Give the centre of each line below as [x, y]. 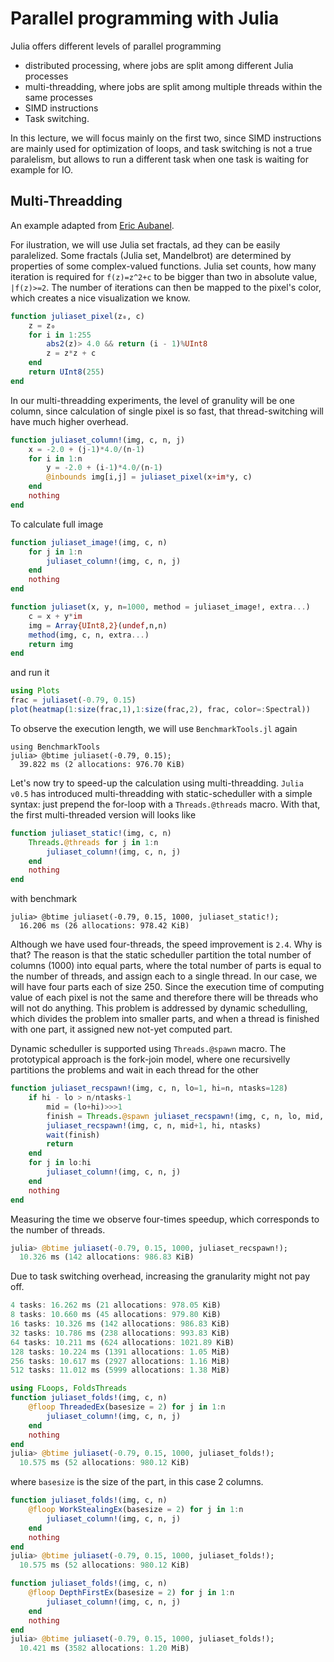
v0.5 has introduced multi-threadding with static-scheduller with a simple [161, 793]
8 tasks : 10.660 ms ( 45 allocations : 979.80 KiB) [116, 1315]
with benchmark [44, 899]
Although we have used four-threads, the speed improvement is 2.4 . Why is [166, 944]
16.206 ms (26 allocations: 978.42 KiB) [104, 926]
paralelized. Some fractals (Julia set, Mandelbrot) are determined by [151, 255]
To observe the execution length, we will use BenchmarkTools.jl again [154, 728]
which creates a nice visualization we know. [100, 298]
